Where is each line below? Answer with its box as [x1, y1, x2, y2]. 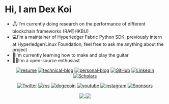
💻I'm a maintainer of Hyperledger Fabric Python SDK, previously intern [12, 34, 162, 40]
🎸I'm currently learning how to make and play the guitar [12, 52, 129, 58]
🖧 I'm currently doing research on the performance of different [12, 20, 146, 27]
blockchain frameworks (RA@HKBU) [12, 28, 89, 34]
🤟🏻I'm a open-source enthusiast [12, 57, 80, 63]
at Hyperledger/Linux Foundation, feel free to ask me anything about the [12, 41, 164, 47]
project [12, 46, 27, 53]
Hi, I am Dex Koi [5, 4, 72, 15]
